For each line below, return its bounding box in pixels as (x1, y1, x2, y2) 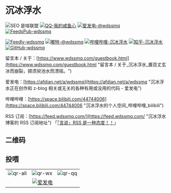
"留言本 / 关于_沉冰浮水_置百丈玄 (97, 61, 166, 67)
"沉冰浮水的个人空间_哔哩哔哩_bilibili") (83, 102, 164, 108)
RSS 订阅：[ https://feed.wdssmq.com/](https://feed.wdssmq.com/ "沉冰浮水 (5, 113, 166, 119)
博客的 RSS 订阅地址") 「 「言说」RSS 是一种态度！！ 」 (5, 119, 119, 126)
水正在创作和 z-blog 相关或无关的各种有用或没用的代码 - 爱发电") (5, 85, 142, 91)
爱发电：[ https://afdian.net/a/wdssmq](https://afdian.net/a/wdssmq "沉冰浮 (5, 79, 164, 85)
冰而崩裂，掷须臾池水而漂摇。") (5, 67, 72, 74)
